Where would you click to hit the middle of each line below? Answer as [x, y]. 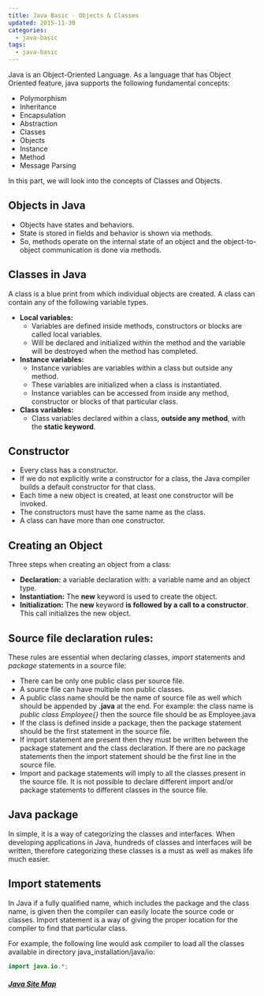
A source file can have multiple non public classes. [102, 690]
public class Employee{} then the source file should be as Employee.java [138, 715]
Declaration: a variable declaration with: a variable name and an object [135, 580]
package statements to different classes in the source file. [114, 790]
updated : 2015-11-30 [42, 23]
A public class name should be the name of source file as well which [130, 698]
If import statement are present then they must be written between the [134, 740]
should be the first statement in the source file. [95, 731]
